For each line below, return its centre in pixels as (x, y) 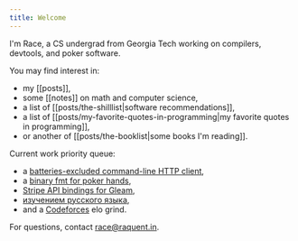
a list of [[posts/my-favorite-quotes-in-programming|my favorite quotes (156, 116)
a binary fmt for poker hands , (77, 181)
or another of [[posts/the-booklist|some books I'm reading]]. (135, 135)
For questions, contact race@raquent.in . (84, 227)
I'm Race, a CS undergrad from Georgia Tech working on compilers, (135, 43)
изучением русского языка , (76, 199)
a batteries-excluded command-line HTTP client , (113, 171)
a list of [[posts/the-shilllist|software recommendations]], (128, 107)
